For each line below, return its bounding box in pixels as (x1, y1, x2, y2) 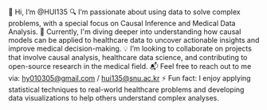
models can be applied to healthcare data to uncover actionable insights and (8, 36, 260, 44)
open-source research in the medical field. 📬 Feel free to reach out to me (8, 62, 252, 70)
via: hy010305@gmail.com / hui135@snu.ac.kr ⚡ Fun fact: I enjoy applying (8, 74, 251, 82)
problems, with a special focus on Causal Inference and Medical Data (8, 19, 236, 28)
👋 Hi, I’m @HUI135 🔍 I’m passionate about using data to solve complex (8, 7, 241, 17)
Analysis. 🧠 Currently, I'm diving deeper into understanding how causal (8, 27, 241, 36)
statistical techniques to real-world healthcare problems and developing (8, 85, 245, 94)
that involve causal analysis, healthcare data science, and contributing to (8, 53, 248, 62)
